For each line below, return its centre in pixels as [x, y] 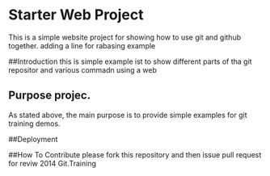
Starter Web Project [76, 15]
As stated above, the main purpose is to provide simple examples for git [128, 115]
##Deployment [33, 139]
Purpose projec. [50, 96]
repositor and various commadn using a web [83, 69]
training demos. [34, 124]
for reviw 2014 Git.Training [53, 163]
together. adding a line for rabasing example [82, 45]
